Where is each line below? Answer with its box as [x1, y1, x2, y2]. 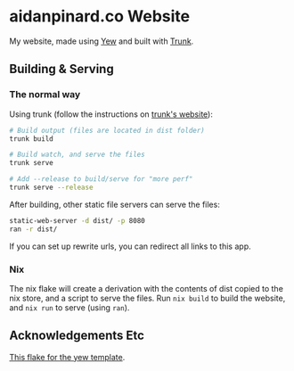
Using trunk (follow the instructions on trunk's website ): [9, 109, 214, 120]
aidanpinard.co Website [9, 6, 191, 27]
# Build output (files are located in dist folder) [9, 126, 205, 135]
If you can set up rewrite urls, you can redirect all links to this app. [9, 241, 251, 251]
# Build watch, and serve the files [9, 150, 145, 160]
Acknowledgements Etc [9, 328, 145, 343]
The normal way [9, 88, 81, 101]
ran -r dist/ [9, 225, 58, 234]
